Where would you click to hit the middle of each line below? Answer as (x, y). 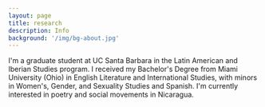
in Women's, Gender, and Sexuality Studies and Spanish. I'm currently (123, 86)
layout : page (30, 16)
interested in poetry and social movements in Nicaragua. (101, 95)
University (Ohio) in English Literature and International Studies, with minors (133, 77)
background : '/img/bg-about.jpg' (64, 38)
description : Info (39, 30)
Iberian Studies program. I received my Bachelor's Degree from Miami (123, 69)
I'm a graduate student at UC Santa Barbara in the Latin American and (123, 61)
